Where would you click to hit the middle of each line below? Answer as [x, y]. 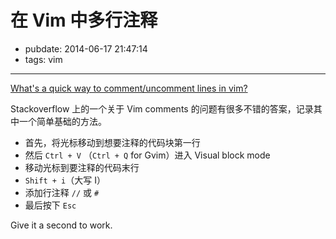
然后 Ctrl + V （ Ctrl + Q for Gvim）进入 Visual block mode [147, 155]
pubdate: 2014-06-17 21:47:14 [86, 48]
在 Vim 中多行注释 [84, 20]
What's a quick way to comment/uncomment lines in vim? [129, 88]
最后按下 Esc [50, 205]
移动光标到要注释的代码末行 [82, 167]
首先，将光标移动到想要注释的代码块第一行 [112, 142]
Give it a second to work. [61, 225]
